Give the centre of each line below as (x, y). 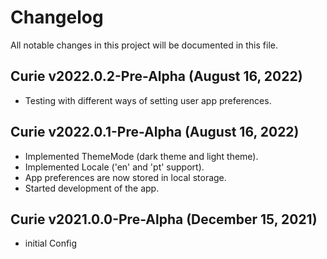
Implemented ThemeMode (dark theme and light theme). (141, 156)
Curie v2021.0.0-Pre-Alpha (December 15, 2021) (164, 219)
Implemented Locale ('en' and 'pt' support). (114, 167)
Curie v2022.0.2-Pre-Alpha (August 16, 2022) (156, 76)
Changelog (57, 17)
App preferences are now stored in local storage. (125, 177)
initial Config (51, 243)
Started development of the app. (92, 188)
